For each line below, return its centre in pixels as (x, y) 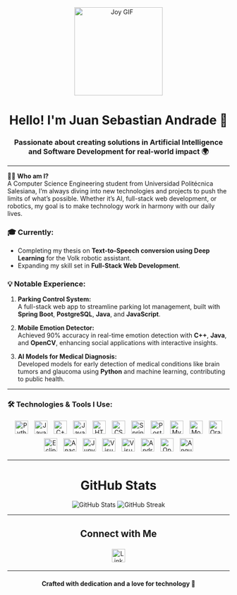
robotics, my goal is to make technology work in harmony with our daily (111, 206)
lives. (15, 214)
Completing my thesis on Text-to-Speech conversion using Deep (114, 251)
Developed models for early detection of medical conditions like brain (119, 364)
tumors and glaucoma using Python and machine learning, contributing (121, 372)
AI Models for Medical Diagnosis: (67, 356)
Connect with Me (119, 533)
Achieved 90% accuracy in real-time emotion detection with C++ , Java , (122, 335)
